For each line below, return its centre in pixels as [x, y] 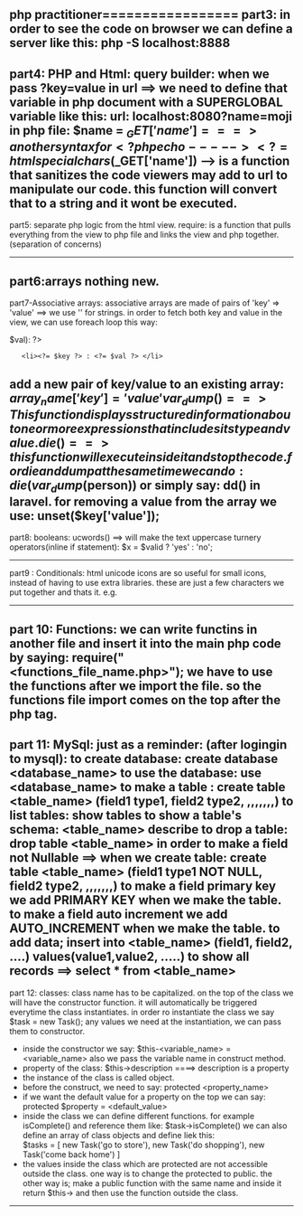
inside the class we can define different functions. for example [138, 1116]
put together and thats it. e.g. [64, 592]
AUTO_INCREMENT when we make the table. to [145, 929]
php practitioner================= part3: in [150, 15]
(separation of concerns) [55, 244]
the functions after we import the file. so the [136, 686]
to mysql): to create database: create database [144, 759]
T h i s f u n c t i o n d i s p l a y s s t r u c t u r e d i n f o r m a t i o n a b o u [150, 415]
